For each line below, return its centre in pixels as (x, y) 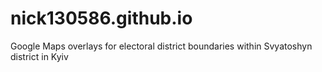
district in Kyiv (39, 56)
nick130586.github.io (101, 18)
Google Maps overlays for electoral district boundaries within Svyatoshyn (161, 46)
